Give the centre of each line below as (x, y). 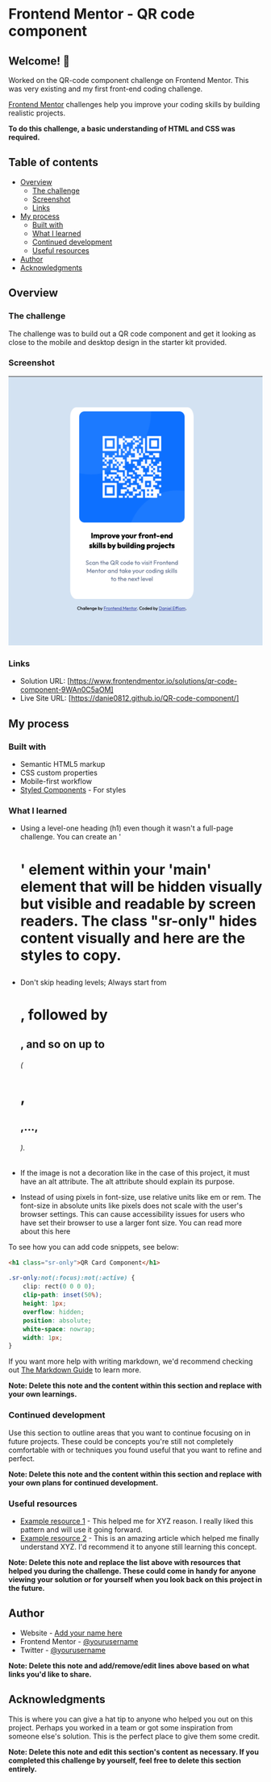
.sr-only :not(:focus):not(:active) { (72, 1278)
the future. (27, 1588)
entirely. (23, 1769)
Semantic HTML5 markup (63, 764)
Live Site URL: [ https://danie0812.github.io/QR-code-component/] (129, 698)
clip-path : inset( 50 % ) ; (63, 1295)
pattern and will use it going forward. (81, 1530)
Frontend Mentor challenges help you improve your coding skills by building (134, 104)
